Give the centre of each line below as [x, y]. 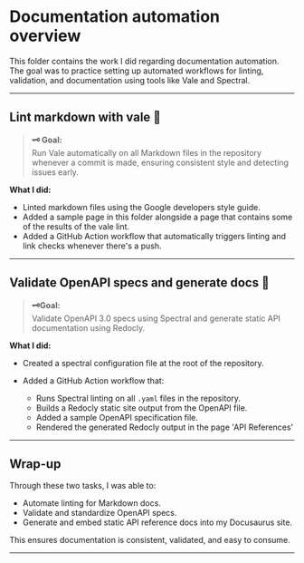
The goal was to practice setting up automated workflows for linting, [137, 71]
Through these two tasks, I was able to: [83, 486]
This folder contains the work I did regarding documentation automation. [144, 61]
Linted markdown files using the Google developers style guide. [141, 207]
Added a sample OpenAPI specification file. [117, 417]
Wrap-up [35, 464]
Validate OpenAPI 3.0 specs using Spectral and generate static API [156, 318]
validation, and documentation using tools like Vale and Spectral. [130, 80]
